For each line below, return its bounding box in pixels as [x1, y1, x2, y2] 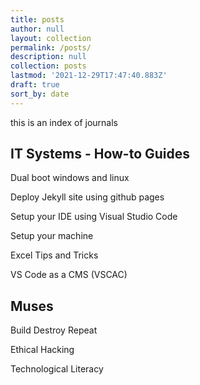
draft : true [10, 80, 60, 90]
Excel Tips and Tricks [10, 249, 99, 261]
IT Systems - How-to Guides [10, 146, 191, 163]
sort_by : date [10, 89, 70, 99]
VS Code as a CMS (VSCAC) [10, 269, 128, 281]
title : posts [10, 14, 65, 25]
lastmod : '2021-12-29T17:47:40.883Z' [10, 71, 168, 81]
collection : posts [10, 61, 87, 71]
